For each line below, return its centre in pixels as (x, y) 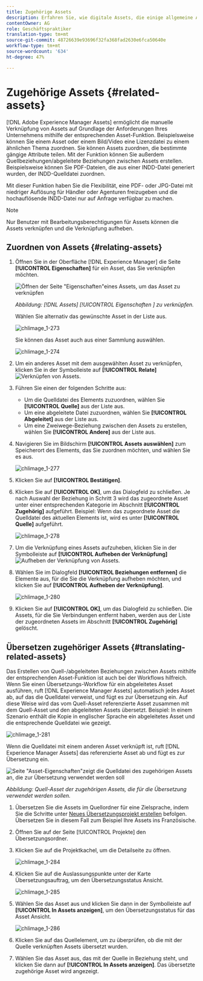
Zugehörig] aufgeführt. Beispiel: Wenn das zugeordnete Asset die (97, 511)
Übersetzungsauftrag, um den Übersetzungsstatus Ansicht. (89, 880)
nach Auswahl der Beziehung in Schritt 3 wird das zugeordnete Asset (101, 499)
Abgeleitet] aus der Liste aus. (61, 419)
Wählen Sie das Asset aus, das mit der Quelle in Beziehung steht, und (101, 959)
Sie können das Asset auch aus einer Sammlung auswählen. (90, 340)
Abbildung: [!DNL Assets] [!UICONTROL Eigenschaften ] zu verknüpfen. (105, 305)
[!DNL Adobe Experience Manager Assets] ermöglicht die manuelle (90, 122)
